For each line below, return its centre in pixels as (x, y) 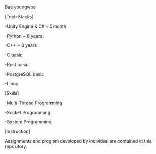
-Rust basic (17, 64)
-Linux (12, 84)
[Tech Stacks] (19, 17)
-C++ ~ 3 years (21, 45)
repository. (16, 146)
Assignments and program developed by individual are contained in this (78, 141)
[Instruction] (18, 131)
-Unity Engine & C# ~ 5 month (36, 26)
